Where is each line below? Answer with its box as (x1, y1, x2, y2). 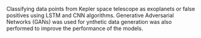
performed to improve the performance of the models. (6, 25, 143, 32)
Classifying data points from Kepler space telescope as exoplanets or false (6, 6, 195, 12)
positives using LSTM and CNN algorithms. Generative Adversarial (6, 12, 174, 19)
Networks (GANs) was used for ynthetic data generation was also (6, 18, 172, 25)
